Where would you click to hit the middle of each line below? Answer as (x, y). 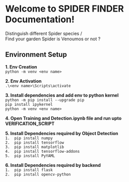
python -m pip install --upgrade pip (45, 100)
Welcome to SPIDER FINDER (65, 9)
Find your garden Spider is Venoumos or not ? (53, 39)
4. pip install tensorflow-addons (43, 151)
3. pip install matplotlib (35, 147)
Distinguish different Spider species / (44, 33)
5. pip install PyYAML (30, 156)
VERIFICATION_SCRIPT (30, 124)
